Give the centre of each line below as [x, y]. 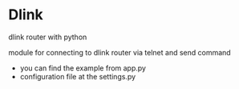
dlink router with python [48, 37]
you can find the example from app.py [83, 68]
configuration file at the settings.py [78, 76]
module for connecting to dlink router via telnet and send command [119, 52]
